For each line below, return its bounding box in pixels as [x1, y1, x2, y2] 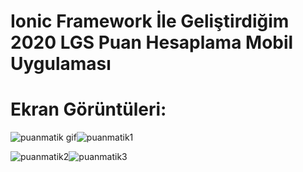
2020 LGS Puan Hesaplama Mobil [10, 31, 294, 54]
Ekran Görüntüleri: [10, 98, 167, 121]
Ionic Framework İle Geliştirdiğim [10, 10, 290, 33]
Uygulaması [10, 53, 112, 75]
